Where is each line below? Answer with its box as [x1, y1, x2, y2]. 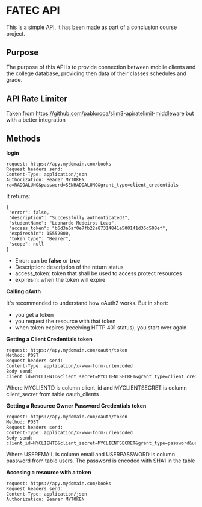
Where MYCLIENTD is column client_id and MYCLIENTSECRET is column [6, 384, 188, 391]
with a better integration [6, 116, 66, 123]
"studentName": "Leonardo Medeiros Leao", [8, 220, 117, 226]
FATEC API [6, 4, 60, 17]
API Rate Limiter [6, 94, 67, 104]
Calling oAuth [6, 288, 41, 295]
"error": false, [8, 210, 50, 216]
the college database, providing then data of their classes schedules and [6, 70, 186, 77]
